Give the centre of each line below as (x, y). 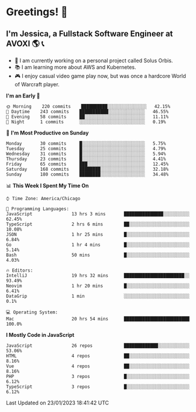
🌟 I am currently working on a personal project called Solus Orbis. (94, 60)
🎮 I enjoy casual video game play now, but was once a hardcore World (100, 76)
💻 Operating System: (32, 312)
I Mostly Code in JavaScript (40, 335)
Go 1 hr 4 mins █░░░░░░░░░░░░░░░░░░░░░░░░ (98, 245)
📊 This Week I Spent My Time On (47, 185)
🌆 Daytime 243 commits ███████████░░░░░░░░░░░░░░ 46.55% (87, 112)
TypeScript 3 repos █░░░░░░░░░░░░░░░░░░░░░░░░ (98, 387)
